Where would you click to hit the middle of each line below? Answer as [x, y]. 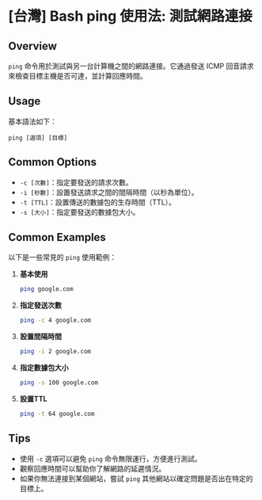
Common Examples [57, 237]
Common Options [53, 162]
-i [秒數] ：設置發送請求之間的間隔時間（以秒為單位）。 [109, 192]
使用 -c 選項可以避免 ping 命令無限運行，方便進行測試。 [110, 458]
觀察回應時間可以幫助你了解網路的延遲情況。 [93, 468]
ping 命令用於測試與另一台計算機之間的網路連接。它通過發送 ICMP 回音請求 [131, 66]
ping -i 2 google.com [55, 352]
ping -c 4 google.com [55, 321]
